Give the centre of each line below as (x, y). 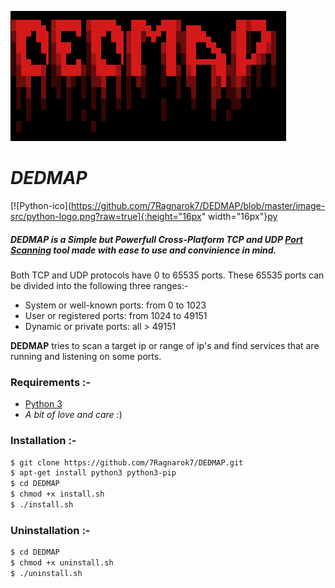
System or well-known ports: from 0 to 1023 (115, 305)
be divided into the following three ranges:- (99, 285)
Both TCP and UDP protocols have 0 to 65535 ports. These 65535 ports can (167, 275)
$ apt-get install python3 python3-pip (93, 473)
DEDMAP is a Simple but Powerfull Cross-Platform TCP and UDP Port (156, 239)
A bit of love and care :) (73, 415)
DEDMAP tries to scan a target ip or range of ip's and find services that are (165, 345)
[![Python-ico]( (41, 205)
